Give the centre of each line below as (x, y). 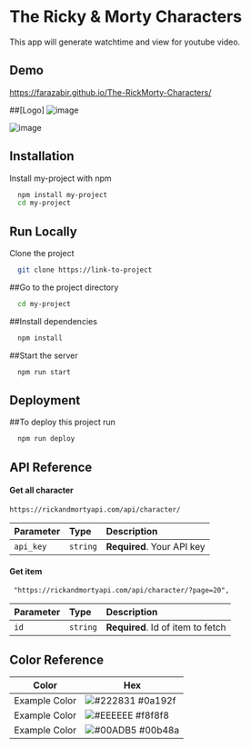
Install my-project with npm (60, 178)
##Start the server (44, 355)
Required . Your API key (156, 546)
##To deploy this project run (63, 422)
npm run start (44, 372)
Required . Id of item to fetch (166, 627)
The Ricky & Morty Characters (126, 17)
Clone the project (42, 254)
